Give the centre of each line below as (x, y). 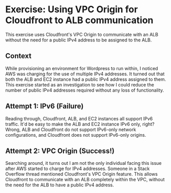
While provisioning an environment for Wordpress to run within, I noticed (82, 68)
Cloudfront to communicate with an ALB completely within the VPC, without (85, 180)
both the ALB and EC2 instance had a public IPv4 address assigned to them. (86, 79)
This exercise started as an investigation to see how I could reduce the (80, 84)
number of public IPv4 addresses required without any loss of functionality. (85, 90)
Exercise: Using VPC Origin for (72, 9)
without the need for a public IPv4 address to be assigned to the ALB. (79, 40)
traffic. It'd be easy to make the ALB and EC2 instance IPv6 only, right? (80, 124)
